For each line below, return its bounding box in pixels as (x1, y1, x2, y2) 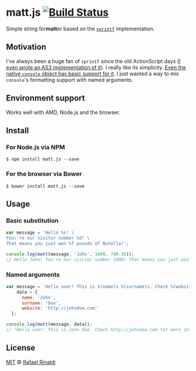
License (6, 343, 36, 353)
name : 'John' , (21, 294, 57, 300)
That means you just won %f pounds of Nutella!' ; (6, 240, 129, 247)
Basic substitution (6, 216, 59, 224)
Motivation (6, 42, 47, 52)
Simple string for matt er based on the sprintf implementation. (6, 25, 155, 32)
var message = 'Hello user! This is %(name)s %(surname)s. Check (6, 283, 168, 289)
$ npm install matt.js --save (6, 157, 80, 162)
